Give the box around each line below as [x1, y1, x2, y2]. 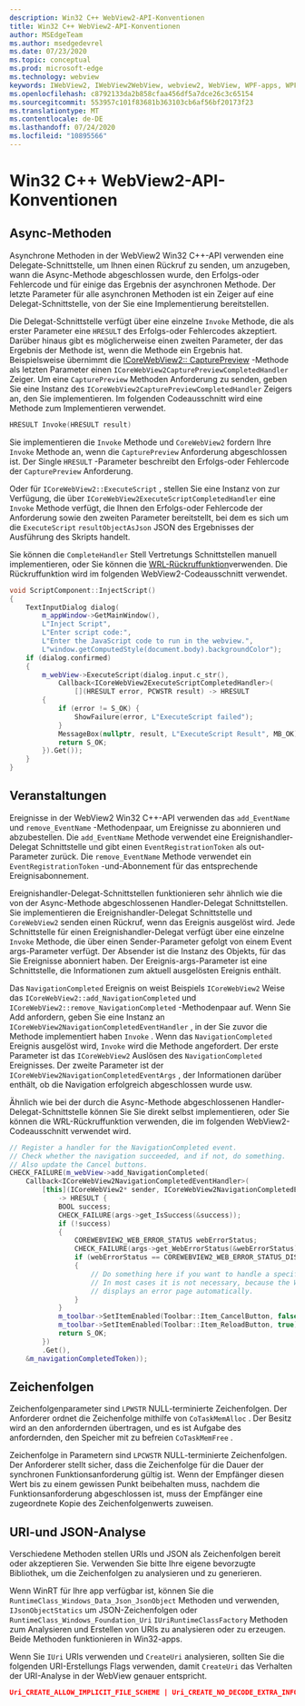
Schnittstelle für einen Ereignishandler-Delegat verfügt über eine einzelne [9, 926, 285, 937]
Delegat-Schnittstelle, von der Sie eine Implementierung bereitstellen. [9, 298, 270, 309]
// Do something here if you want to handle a [90, 1269, 271, 1278]
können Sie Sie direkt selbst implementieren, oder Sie [89, 1106, 290, 1117]
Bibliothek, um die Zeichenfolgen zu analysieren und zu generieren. [9, 1568, 262, 1579]
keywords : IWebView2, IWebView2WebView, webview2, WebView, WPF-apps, [9, 81, 282, 90]
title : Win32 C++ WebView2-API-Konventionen [9, 22, 181, 31]
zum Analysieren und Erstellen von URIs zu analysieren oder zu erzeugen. [9, 1624, 286, 1635]
